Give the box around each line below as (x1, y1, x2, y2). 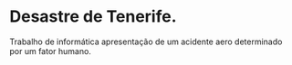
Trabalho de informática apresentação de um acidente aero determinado (9, 36, 283, 47)
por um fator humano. (9, 45, 91, 56)
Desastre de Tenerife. (9, 6, 177, 27)
